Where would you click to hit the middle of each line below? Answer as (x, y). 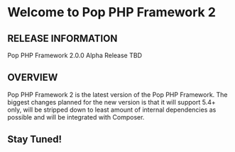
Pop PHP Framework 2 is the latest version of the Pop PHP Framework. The (118, 94)
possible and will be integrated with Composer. (76, 117)
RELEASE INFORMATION (62, 39)
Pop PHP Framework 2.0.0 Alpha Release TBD (75, 55)
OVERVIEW (33, 77)
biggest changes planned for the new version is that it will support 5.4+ (111, 102)
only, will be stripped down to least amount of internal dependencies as (112, 110)
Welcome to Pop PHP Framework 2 (112, 12)
